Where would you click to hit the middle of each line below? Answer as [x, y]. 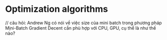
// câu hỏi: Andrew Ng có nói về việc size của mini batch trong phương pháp [83, 23]
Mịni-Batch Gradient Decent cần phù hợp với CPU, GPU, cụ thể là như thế [81, 28]
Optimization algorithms [57, 9]
